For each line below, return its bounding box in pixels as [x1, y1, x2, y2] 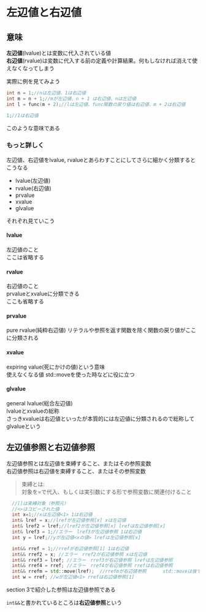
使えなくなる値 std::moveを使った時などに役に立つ [6, 370, 135, 378]
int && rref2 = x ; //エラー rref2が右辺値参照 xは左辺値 [12, 551, 148, 557]
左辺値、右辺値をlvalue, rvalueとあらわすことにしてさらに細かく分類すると [6, 156, 196, 163]
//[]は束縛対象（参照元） [12, 500, 69, 507]
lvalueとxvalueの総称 [6, 407, 60, 415]
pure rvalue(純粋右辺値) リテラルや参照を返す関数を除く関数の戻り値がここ [6, 326, 197, 334]
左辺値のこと [6, 246, 39, 253]
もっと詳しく [6, 141, 45, 150]
